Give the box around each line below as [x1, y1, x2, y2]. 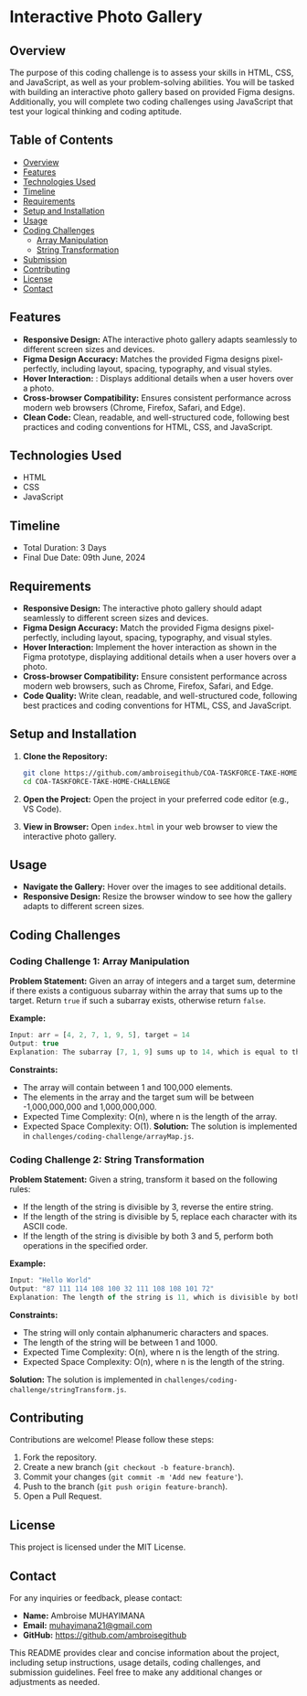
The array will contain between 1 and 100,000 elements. [22, 1081, 233, 1092]
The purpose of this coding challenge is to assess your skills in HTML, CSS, [9, 67, 294, 78]
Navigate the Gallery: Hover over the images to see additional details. [22, 881, 287, 893]
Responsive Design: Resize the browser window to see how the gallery [22, 891, 292, 902]
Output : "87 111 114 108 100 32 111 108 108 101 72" [9, 1283, 215, 1293]
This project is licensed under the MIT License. [9, 1541, 186, 1552]
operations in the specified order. [22, 1240, 148, 1251]
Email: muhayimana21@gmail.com [22, 1620, 153, 1631]
